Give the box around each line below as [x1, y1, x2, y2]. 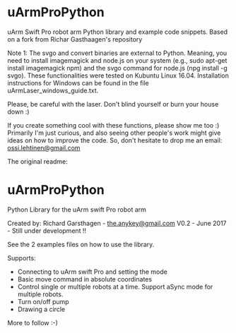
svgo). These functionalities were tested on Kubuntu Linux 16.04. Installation [7, 71, 230, 80]
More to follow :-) [7, 318, 59, 327]
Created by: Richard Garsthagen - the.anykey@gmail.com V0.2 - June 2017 [7, 219, 227, 227]
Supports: [7, 253, 37, 262]
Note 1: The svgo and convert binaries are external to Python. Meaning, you [7, 49, 228, 57]
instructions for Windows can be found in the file [7, 78, 150, 87]
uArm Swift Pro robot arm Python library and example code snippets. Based [7, 28, 228, 36]
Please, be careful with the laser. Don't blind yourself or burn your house [7, 99, 219, 108]
